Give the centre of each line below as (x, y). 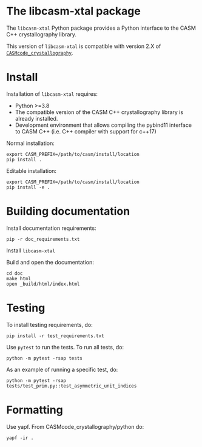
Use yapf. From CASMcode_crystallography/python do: (75, 426)
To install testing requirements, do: (49, 324)
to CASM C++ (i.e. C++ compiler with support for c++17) (86, 131)
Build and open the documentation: (50, 262)
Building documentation (68, 211)
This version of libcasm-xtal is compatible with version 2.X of (84, 46)
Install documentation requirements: (51, 228)
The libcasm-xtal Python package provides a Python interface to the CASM (101, 28)
